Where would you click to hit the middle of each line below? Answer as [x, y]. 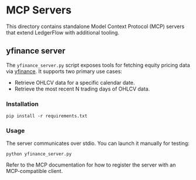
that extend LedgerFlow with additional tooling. [63, 32]
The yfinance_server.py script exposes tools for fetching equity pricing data [98, 65]
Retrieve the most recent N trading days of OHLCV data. [82, 89]
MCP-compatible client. [35, 171]
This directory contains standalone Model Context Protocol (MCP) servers [95, 26]
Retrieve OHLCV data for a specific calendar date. [75, 82]
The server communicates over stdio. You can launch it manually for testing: [98, 143]
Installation [23, 104]
